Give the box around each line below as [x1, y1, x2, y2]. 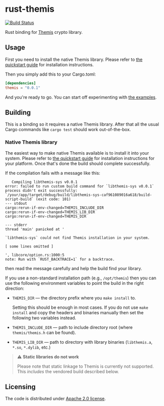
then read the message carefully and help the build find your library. [5, 265, 142, 271]
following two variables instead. [12, 315, 76, 321]
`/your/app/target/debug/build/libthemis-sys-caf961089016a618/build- [5, 192, 152, 197]
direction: [5, 285, 24, 291]
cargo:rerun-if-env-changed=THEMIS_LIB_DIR [5, 210, 95, 215]
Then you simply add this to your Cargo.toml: [5, 71, 96, 77]
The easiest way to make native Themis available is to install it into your [5, 150, 149, 156]
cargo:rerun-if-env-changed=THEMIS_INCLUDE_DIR [5, 205, 104, 210]
